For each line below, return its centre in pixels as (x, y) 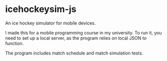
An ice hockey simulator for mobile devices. (51, 23)
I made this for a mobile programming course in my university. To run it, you (83, 32)
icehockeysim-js (41, 9)
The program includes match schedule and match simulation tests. (74, 53)
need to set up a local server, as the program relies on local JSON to (76, 38)
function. (15, 43)
